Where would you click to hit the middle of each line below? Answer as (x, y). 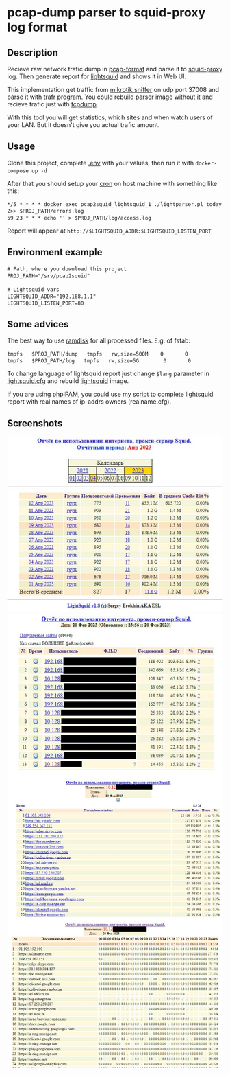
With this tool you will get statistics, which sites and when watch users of (110, 117)
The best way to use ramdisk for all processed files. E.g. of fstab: (99, 340)
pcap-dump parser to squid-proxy (106, 13)
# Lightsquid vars (33, 290)
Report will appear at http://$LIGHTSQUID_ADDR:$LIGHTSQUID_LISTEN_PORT (109, 231)
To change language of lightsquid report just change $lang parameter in (108, 374)
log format (37, 27)
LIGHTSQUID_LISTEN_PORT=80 (46, 303)
